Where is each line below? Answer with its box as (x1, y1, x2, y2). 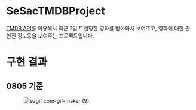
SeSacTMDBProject (6, 4, 106, 18)
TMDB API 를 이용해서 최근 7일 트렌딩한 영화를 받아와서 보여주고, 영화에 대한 (6, 25, 184, 32)
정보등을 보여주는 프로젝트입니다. (17, 32, 94, 39)
